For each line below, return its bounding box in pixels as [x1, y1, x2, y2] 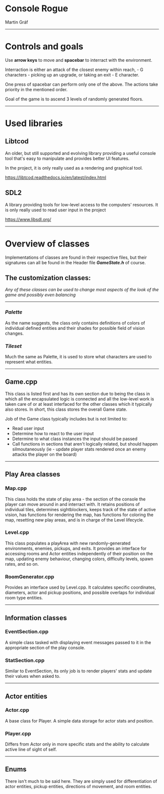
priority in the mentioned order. [5, 86, 68, 92]
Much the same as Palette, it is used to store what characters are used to [5, 354, 152, 360]
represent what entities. [5, 359, 53, 365]
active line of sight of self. [5, 746, 57, 752]
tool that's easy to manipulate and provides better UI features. [5, 155, 130, 161]
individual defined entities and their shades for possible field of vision [5, 325, 145, 331]
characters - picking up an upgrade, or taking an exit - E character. [5, 72, 140, 77]
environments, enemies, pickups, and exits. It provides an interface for [5, 545, 147, 551]
